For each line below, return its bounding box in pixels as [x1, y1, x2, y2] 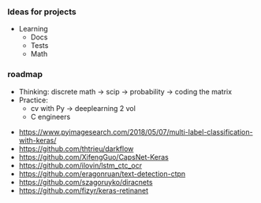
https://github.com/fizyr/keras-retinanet [18, 186, 149, 195]
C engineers [30, 112, 71, 121]
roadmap [7, 69, 43, 80]
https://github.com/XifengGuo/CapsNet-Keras [18, 152, 169, 161]
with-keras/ [18, 135, 57, 145]
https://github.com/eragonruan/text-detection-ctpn [18, 168, 186, 179]
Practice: [18, 95, 49, 105]
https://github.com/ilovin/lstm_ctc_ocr [18, 161, 143, 170]
